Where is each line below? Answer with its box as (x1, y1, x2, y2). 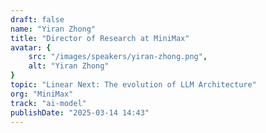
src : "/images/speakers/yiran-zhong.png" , (28, 52, 208, 62)
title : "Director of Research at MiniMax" (10, 33, 190, 43)
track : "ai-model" (10, 98, 87, 108)
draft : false (10, 14, 65, 25)
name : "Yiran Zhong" (10, 24, 97, 34)
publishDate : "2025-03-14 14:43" (10, 107, 150, 118)
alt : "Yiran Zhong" (28, 61, 110, 71)
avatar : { (10, 42, 52, 53)
